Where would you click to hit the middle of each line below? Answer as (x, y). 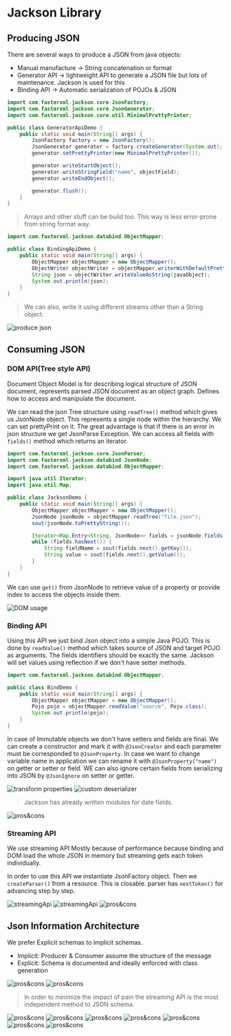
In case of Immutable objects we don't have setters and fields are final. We (113, 739)
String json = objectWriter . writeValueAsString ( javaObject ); (121, 274)
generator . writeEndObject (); (74, 178)
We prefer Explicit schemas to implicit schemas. (75, 942)
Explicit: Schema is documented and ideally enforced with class (107, 963)
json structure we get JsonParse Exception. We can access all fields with (111, 433)
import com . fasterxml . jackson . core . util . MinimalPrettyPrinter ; (100, 115)
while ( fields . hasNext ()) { (72, 542)
